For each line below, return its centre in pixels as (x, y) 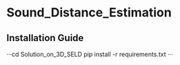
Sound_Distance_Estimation (89, 13)
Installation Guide (45, 38)
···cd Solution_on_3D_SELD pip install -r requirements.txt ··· (90, 54)
